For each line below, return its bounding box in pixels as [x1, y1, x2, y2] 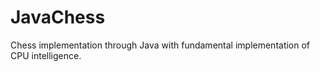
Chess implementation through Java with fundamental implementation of [10, 39, 311, 51]
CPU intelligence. [10, 49, 82, 61]
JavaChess [10, 6, 106, 29]
